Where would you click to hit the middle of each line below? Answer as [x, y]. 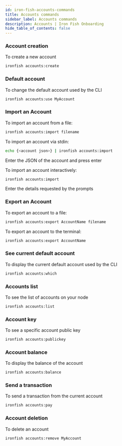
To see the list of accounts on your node [47, 297]
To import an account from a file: [39, 123]
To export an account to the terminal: [43, 232]
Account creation [27, 46]
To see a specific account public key [43, 330]
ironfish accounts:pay [29, 405]
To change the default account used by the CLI [53, 90]
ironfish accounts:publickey [35, 340]
